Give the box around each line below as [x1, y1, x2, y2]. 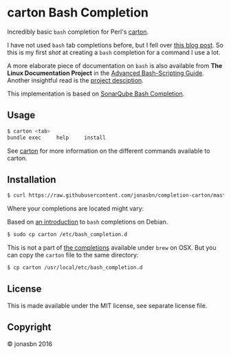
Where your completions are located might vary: [7, 204, 144, 213]
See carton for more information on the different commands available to [7, 147, 210, 155]
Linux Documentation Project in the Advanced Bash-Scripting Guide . [7, 69, 204, 77]
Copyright [7, 321, 52, 333]
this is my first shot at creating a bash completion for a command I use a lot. [7, 48, 221, 56]
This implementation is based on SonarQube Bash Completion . [7, 89, 185, 98]
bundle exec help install [7, 134, 107, 141]
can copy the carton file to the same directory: [7, 251, 139, 259]
